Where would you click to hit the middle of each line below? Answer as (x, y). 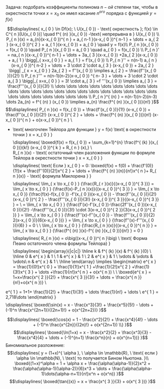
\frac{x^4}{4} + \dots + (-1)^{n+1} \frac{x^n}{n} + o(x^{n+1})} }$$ (82, 337)
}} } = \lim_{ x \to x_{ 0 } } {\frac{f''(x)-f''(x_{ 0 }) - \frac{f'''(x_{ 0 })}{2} (84, 215)
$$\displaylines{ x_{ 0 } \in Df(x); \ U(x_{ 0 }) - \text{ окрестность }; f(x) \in (82, 29)
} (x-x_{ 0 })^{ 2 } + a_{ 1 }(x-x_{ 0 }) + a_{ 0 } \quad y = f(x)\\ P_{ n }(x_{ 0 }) (82, 45)
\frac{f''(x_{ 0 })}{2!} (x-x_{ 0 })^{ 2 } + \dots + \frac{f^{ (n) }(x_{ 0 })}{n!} (79, 115)
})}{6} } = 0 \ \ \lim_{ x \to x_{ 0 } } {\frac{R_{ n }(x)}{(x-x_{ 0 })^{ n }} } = (85, 226)
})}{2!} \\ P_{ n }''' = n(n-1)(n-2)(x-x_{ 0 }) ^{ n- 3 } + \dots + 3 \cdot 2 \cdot (82, 76)
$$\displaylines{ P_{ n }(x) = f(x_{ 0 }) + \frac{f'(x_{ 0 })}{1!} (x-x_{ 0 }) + (78, 109)
